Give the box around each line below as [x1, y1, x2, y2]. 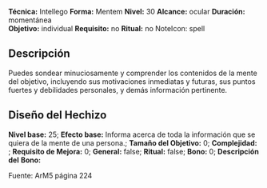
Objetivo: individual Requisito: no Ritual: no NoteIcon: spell [8, 24, 205, 33]
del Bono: [8, 155, 42, 165]
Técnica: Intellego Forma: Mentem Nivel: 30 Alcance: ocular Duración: [8, 7, 245, 16]
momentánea [8, 15, 52, 25]
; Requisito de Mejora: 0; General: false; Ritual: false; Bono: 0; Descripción [8, 146, 260, 156]
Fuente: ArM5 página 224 [8, 170, 93, 180]
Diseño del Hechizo [8, 108, 107, 122]
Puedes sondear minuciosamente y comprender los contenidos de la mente [8, 68, 257, 78]
